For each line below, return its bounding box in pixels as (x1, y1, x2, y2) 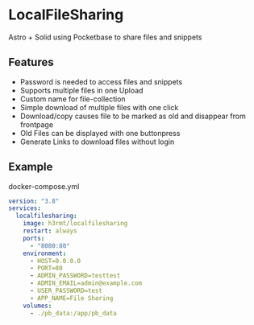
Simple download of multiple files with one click (19, 102, 179, 112)
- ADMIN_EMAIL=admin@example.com (29, 279, 143, 287)
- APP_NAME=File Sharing (29, 294, 114, 302)
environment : (23, 249, 67, 257)
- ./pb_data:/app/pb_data (29, 309, 117, 317)
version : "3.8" (8, 197, 60, 205)
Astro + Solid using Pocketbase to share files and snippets (8, 32, 202, 42)
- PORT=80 (29, 264, 63, 273)
